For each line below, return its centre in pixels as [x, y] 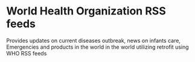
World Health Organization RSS [86, 11]
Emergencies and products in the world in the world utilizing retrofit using [97, 47]
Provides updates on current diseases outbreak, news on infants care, [94, 40]
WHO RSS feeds [27, 53]
